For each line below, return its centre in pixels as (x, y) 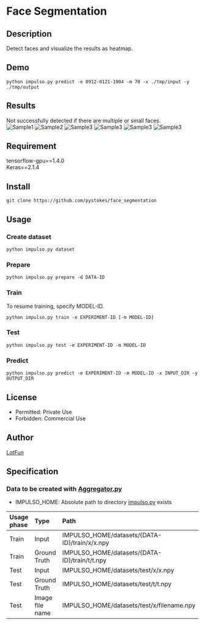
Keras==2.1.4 (23, 167)
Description (29, 34)
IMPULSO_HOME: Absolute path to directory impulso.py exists (93, 502)
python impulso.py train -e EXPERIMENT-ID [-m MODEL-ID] (80, 317)
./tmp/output (23, 87)
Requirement (31, 146)
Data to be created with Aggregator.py (64, 489)
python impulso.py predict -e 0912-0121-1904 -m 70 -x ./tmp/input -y (98, 82)
